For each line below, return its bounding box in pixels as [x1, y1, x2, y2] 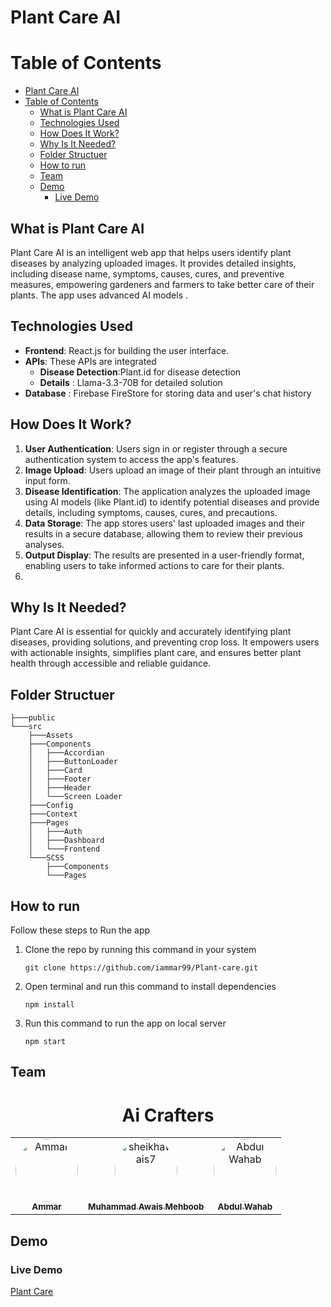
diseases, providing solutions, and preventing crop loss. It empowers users [10, 636, 320, 648]
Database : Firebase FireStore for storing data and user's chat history [24, 387, 312, 399]
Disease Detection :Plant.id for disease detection [39, 366, 242, 378]
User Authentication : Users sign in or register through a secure [24, 442, 288, 455]
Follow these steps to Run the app [10, 924, 151, 936]
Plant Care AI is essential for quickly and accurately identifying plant [10, 626, 292, 638]
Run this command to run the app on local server [24, 1017, 227, 1029]
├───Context [28, 809, 78, 820]
